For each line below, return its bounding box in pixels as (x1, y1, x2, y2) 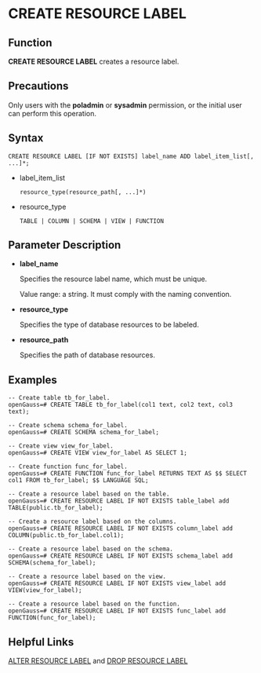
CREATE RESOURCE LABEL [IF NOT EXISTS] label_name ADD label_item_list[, (8, 152, 255, 160)
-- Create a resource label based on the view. (8, 572, 167, 581)
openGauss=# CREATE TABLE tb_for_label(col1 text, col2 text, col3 (8, 401, 234, 409)
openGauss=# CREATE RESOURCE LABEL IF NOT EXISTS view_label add (8, 580, 226, 587)
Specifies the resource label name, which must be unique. (19, 274, 208, 283)
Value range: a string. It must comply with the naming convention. (19, 290, 232, 299)
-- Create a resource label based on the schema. (8, 545, 174, 554)
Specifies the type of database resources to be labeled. (19, 320, 200, 330)
